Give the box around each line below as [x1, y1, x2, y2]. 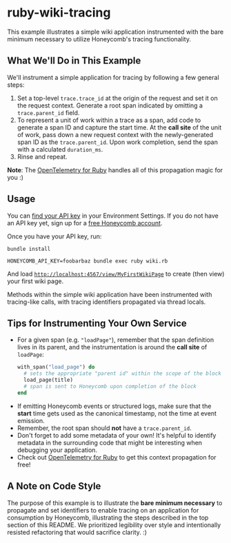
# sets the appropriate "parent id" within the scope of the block [23, 370, 222, 377]
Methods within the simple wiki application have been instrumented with [7, 290, 212, 298]
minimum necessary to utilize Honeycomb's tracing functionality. [7, 34, 192, 43]
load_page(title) [23, 377, 74, 384]
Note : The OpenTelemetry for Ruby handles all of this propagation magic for [7, 165, 223, 174]
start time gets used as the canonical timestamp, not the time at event [17, 409, 217, 418]
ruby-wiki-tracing [7, 5, 111, 21]
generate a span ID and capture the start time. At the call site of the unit [17, 123, 222, 132]
